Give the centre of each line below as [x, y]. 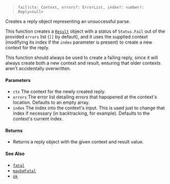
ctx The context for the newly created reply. [59, 92]
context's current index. [38, 119]
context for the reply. [27, 48]
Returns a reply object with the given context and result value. [78, 142]
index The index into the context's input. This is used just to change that [89, 108]
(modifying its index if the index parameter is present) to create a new [79, 42]
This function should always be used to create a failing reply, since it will [82, 57]
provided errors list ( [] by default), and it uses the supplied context [77, 37]
